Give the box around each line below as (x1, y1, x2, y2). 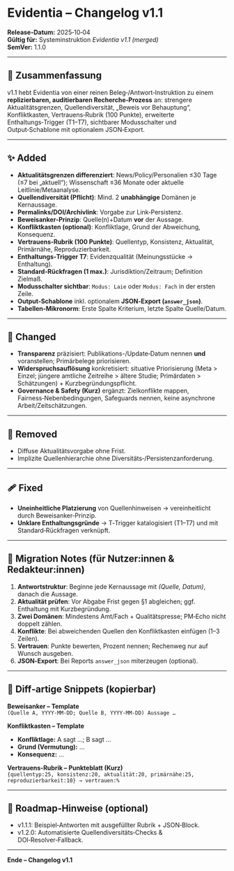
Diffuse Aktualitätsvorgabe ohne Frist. (17, 447, 126, 455)
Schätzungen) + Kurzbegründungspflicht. (17, 379, 137, 388)
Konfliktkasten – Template (7, 722, 85, 730)
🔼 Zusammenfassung (7, 70, 102, 82)
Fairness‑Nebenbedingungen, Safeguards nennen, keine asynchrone (17, 394, 216, 402)
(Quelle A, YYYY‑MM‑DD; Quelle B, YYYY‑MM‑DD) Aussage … (7, 709, 176, 717)
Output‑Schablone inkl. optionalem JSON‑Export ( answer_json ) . (17, 297, 203, 305)
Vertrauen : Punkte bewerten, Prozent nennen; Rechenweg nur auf (17, 641, 208, 650)
